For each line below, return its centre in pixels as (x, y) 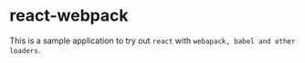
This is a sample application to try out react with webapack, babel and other (152, 40)
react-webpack (69, 16)
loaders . (25, 49)
